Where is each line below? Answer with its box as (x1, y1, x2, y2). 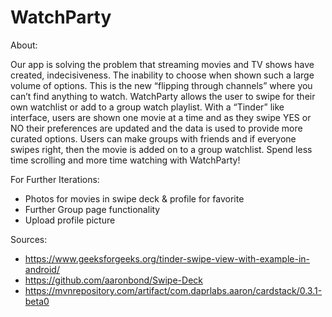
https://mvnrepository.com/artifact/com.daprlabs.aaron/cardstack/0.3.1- (24, 284, 323, 296)
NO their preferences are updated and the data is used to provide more (10, 122, 303, 134)
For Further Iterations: (10, 173, 100, 185)
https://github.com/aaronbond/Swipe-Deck (24, 274, 203, 286)
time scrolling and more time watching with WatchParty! (10, 154, 241, 166)
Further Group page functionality (24, 203, 161, 215)
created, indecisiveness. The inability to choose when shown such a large (10, 69, 315, 81)
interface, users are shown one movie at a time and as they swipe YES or (10, 111, 312, 123)
